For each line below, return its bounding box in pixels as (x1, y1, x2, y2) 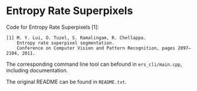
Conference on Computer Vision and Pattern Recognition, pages (17, 45, 176, 51)
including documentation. (6, 66, 68, 74)
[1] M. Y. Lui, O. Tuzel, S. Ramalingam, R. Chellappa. (6, 35, 146, 41)
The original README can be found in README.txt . (6, 78, 127, 85)
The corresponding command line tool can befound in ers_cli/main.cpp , (6, 60, 182, 68)
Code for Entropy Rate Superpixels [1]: (6, 23, 99, 31)
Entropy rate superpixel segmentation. (17, 40, 115, 46)
